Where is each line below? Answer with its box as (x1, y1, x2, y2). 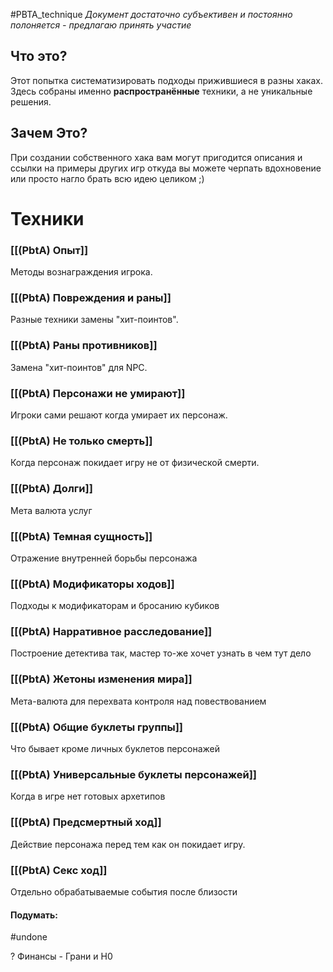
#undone (10, 931, 48, 943)
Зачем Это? (10, 125, 88, 142)
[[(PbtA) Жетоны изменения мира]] (10, 672, 193, 686)
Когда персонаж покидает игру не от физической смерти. (10, 457, 260, 469)
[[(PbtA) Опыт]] (10, 243, 89, 257)
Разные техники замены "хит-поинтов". (10, 314, 179, 326)
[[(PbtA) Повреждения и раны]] (10, 291, 172, 305)
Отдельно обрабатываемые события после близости (10, 885, 238, 898)
